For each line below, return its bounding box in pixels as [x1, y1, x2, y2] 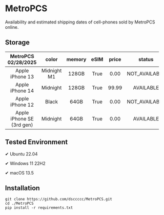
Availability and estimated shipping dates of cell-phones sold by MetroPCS [5, 19, 155, 25]
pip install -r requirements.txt [5, 205, 73, 210]
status [138, 56, 154, 62]
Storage [5, 39, 30, 47]
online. [5, 24, 19, 30]
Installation [5, 184, 40, 192]
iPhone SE [10, 115, 34, 122]
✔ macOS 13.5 [5, 170, 34, 176]
